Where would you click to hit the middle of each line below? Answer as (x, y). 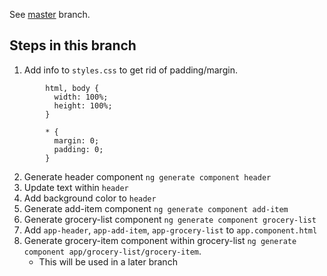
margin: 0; (76, 140)
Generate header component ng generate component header (147, 176)
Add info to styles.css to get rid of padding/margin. (130, 70)
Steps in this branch (73, 45)
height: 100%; (83, 105)
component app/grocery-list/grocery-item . (112, 251)
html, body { (72, 88)
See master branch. (50, 14)
